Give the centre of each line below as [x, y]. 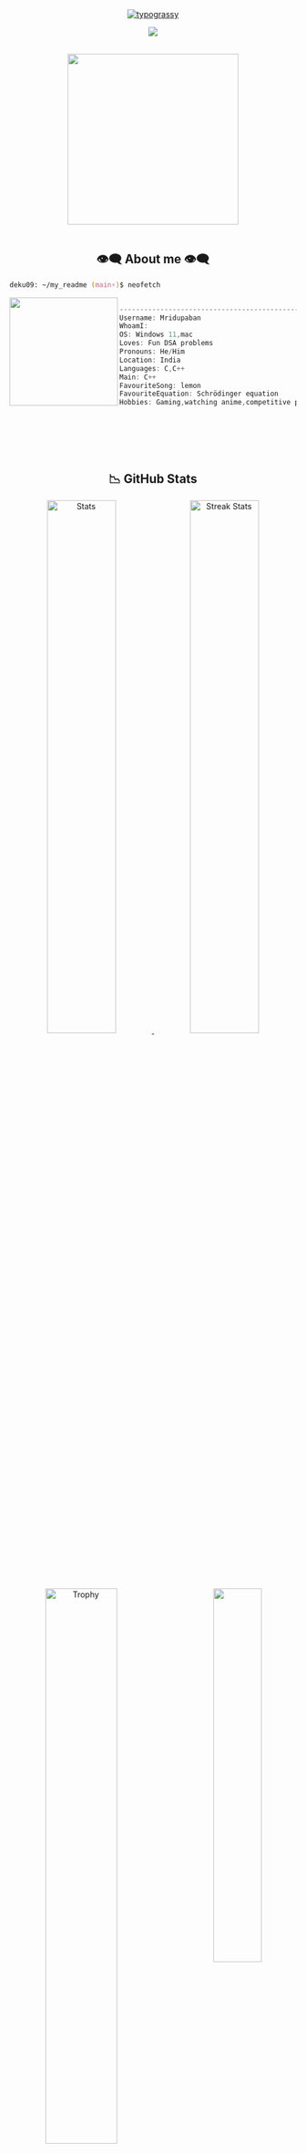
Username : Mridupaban [161, 318]
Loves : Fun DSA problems [167, 343]
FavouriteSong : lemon [161, 385]
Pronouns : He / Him [152, 352]
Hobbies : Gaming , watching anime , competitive [205, 403]
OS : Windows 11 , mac [156, 335]
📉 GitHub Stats [153, 479]
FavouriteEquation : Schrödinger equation [199, 394]
